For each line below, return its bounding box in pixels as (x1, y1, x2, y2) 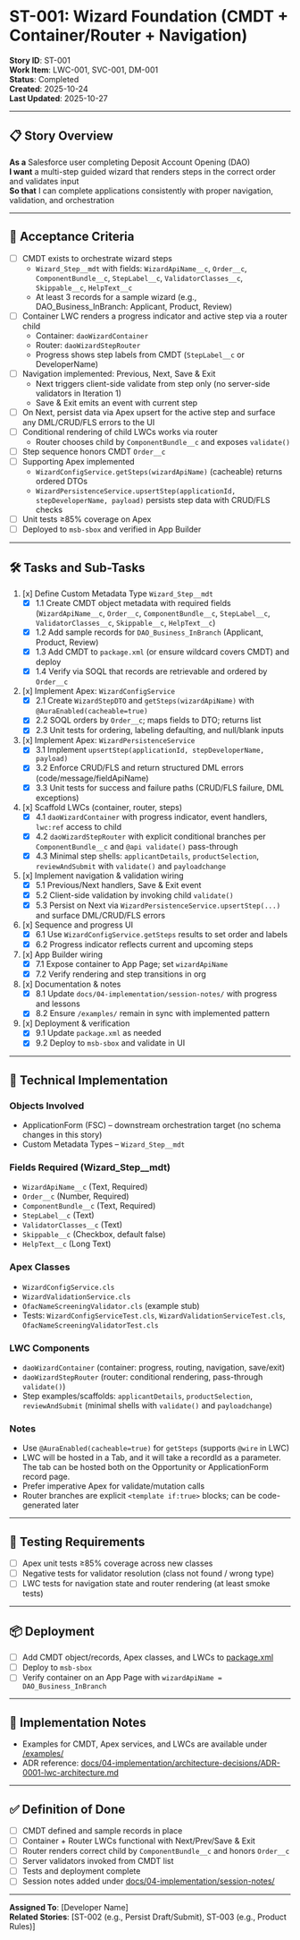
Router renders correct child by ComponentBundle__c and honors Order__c (21, 1846, 290, 1857)
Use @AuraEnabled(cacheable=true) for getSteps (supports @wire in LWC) (21, 1443, 290, 1454)
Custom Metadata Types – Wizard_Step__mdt (21, 1139, 186, 1149)
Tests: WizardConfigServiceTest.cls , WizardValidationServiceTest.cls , (21, 1310, 286, 1320)
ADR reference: (21, 1757, 79, 1769)
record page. (21, 1471, 71, 1483)
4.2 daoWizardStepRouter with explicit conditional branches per (35, 831, 266, 842)
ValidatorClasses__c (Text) (21, 1219, 123, 1230)
